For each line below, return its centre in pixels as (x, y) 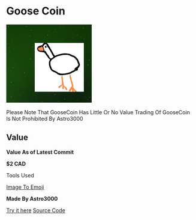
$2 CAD (16, 163)
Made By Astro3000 (32, 198)
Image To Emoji (25, 187)
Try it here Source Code (36, 210)
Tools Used (20, 175)
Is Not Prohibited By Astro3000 (45, 118)
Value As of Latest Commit (40, 152)
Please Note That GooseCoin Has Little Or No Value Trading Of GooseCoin (98, 112)
